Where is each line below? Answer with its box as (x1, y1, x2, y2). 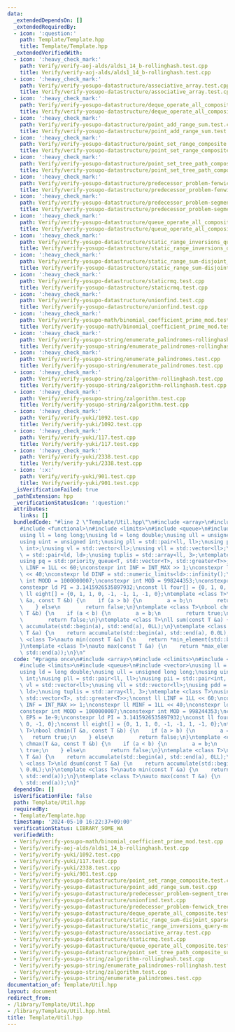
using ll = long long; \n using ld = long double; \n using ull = (20, 531, 205, 538)
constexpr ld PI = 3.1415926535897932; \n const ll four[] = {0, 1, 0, (20, 583, 227, 591)
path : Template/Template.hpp (20, 36, 105, 43)
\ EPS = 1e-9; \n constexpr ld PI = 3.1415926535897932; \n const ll (20, 714, 215, 721)
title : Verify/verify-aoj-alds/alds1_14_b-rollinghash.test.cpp (20, 69, 211, 76)
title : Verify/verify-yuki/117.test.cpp (20, 440, 139, 447)
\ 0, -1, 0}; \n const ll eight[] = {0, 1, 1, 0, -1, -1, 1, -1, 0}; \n (20, 721, 227, 728)
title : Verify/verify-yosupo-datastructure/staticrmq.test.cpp (20, 284, 208, 291)
